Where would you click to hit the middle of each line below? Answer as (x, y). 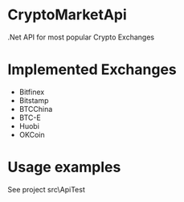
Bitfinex (32, 92)
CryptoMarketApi (67, 15)
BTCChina (36, 109)
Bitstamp (34, 100)
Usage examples (64, 167)
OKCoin (32, 134)
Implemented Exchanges (92, 70)
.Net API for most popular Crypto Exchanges (81, 37)
